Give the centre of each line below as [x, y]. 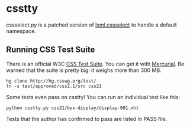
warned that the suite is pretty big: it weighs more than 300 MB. [84, 70]
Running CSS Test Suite [51, 50]
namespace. [21, 31]
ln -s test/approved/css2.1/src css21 [54, 86]
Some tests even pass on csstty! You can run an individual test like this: [93, 97]
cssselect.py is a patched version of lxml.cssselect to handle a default [92, 25]
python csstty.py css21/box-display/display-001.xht [73, 108]
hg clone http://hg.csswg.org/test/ [51, 81]
